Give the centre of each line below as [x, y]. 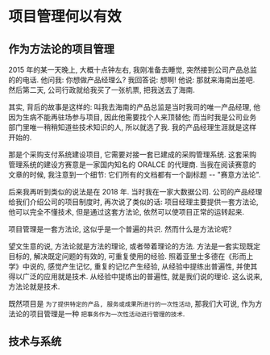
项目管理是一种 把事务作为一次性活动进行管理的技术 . [107, 314]
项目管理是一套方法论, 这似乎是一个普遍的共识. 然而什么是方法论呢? [120, 229]
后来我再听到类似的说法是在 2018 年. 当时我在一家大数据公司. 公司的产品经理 [135, 192]
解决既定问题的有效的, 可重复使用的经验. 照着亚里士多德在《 [133, 256]
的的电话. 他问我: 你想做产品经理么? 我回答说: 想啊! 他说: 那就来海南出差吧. [132, 80]
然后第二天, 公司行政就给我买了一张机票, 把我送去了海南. [102, 90]
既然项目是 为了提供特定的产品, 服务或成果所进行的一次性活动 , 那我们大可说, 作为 [132, 304]
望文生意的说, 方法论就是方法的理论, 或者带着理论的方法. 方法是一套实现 [127, 246]
